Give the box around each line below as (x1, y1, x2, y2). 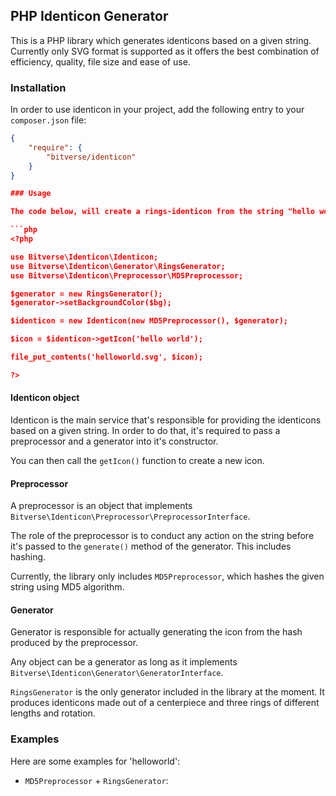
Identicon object (10, 392, 80, 404)
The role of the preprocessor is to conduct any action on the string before (10, 530, 315, 542)
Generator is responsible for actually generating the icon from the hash (10, 626, 303, 638)
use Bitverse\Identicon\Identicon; (10, 252, 159, 262)
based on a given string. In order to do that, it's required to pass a (10, 425, 281, 437)
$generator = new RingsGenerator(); (10, 289, 163, 299)
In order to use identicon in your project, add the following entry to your (10, 104, 305, 116)
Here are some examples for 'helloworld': (10, 755, 181, 767)
